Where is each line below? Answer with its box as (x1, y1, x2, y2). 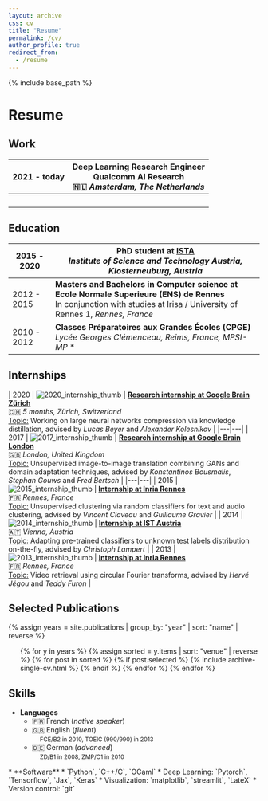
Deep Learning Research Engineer (72, 161, 206, 172)
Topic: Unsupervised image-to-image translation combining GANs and (8, 458, 240, 468)
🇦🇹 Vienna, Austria (8, 527, 74, 536)
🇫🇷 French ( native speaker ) (31, 717, 125, 726)
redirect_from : (8, 49, 59, 57)
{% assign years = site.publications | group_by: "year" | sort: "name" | (8, 622, 238, 632)
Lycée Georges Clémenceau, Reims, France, (55, 332, 221, 343)
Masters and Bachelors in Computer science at (55, 278, 238, 289)
